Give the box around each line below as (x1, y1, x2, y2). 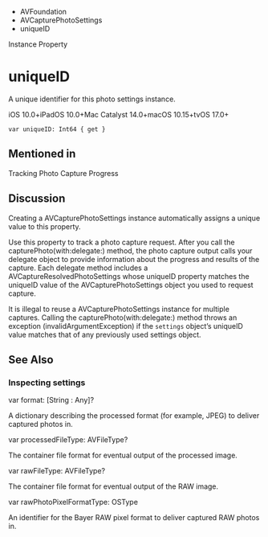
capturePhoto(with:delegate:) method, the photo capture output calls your (8, 245, 253, 256)
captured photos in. (8, 420, 74, 429)
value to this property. (8, 221, 82, 232)
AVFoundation (19, 7, 67, 16)
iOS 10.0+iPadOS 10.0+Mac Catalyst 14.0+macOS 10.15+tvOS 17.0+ (8, 109, 229, 119)
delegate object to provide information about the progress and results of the (8, 254, 260, 264)
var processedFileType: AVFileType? (8, 435, 128, 445)
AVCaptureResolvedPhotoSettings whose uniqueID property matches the (8, 271, 250, 281)
